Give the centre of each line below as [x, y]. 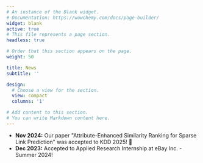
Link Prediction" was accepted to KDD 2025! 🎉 [74, 142]
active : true [23, 29]
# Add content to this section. [47, 113]
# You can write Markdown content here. [59, 118]
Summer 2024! [34, 154]
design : [16, 85]
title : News [21, 68]
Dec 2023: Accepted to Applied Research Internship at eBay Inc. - [98, 148]
